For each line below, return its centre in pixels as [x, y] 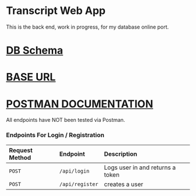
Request [21, 150]
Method [20, 157]
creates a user [124, 184]
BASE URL [31, 77]
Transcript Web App [56, 11]
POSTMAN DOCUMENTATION [80, 104]
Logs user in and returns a [140, 167]
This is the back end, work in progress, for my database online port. [87, 27]
